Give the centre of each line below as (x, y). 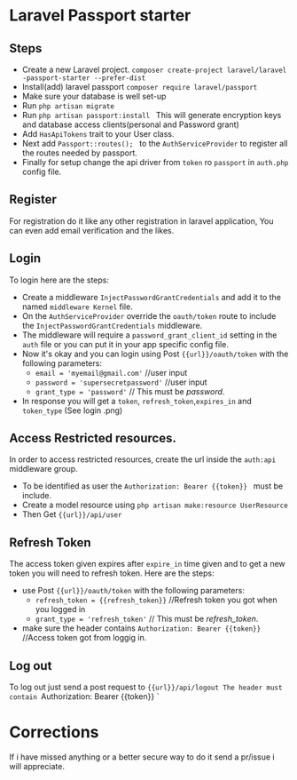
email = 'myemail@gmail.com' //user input (111, 372)
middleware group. (43, 469)
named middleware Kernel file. (77, 306)
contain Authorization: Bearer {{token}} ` (84, 696)
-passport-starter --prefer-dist (84, 78)
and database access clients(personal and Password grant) (130, 124)
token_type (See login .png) (72, 410)
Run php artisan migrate (68, 106)
